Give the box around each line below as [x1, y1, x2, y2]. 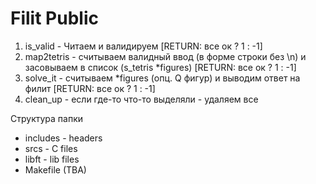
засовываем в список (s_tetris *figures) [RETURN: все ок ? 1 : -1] [24, 61, 297, 73]
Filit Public [10, 7, 99, 30]
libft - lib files [24, 153, 80, 165]
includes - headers [24, 132, 103, 144]
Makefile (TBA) [24, 163, 87, 176]
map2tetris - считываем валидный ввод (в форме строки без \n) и [24, 50, 307, 62]
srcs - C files [24, 142, 78, 154]
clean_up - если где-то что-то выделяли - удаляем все [24, 93, 259, 105]
